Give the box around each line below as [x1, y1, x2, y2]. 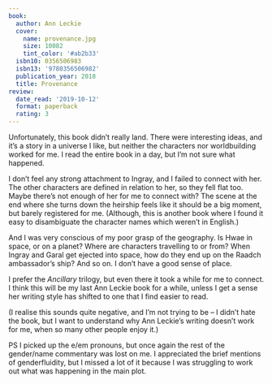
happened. [8, 158, 45, 167]
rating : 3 [15, 110, 49, 119]
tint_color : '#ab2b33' [23, 50, 100, 58]
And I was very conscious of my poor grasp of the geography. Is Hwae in [8, 233, 253, 242]
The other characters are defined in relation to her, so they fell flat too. [8, 183, 244, 192]
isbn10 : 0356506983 [15, 58, 82, 66]
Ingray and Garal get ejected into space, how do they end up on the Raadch [8, 250, 261, 260]
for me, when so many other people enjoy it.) [8, 325, 159, 334]
